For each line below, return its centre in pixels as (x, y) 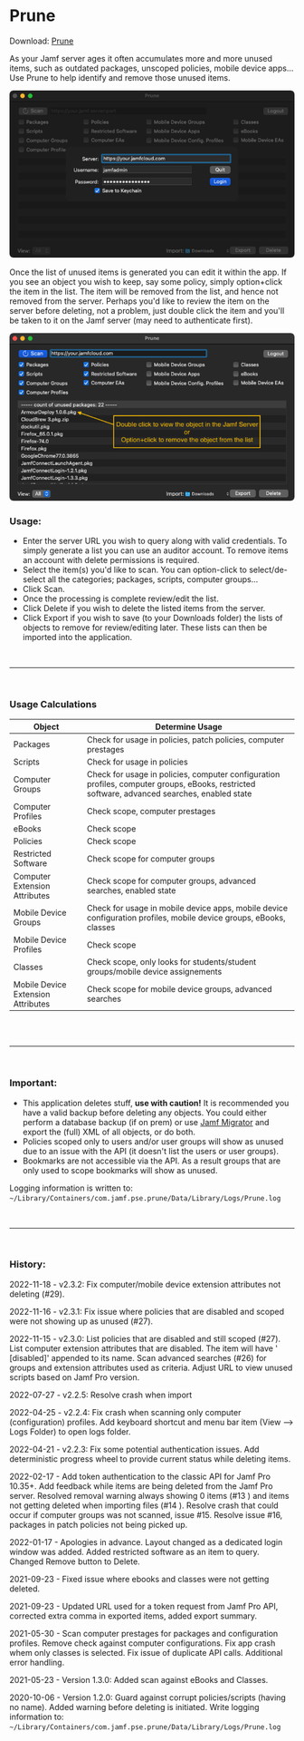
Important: (33, 1083)
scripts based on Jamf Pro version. (75, 1377)
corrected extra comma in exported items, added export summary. (133, 1616)
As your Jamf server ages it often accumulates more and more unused (141, 58)
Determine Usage (189, 726)
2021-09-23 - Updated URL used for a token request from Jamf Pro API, (144, 1606)
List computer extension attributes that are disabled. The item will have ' (144, 1348)
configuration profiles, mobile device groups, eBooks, (186, 918)
